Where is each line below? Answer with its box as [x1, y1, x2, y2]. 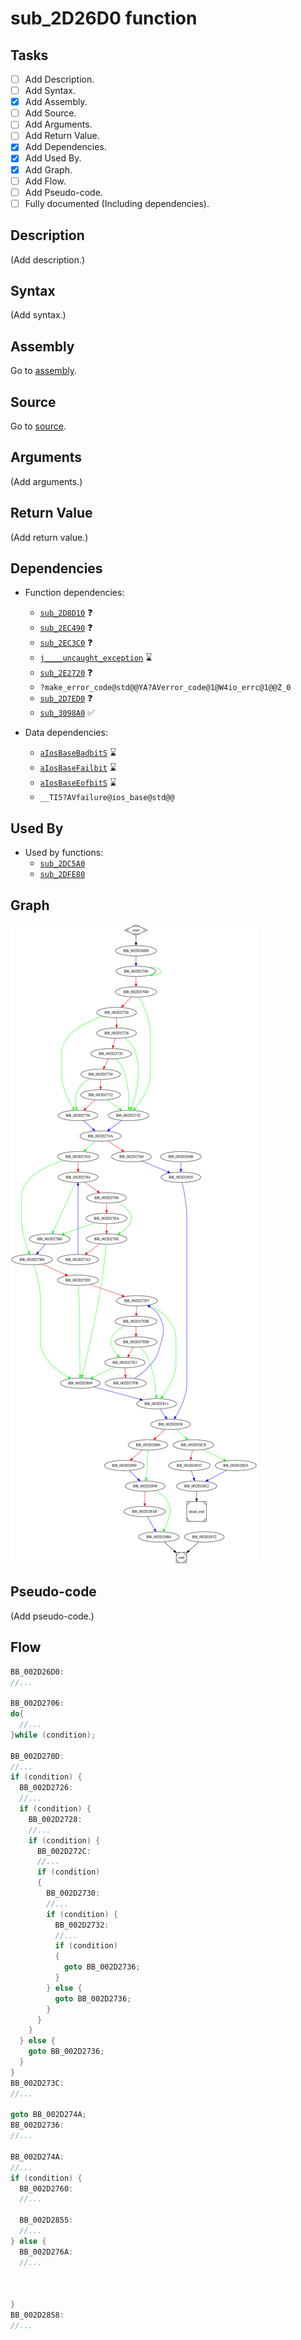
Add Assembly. [24, 96, 88, 108]
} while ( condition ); [10, 1730, 97, 1740]
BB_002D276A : [19, 2247, 74, 2257]
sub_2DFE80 [39, 870, 86, 880]
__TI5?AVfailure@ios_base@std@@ [39, 793, 175, 803]
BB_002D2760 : [19, 2183, 74, 2194]
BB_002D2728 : [28, 1814, 83, 1824]
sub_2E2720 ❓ [39, 667, 93, 679]
